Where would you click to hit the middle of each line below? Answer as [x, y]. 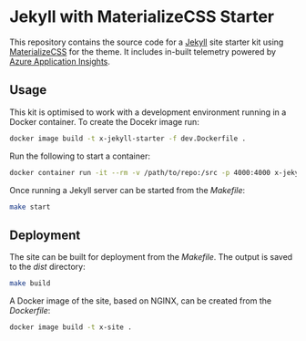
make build [30, 284]
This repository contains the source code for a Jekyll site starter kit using [147, 42]
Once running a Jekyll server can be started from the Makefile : [127, 190]
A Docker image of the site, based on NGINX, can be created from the [140, 301]
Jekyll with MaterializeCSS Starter [142, 17]
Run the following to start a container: [80, 156]
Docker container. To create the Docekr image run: [105, 121]
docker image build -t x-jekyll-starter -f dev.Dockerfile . [128, 139]
